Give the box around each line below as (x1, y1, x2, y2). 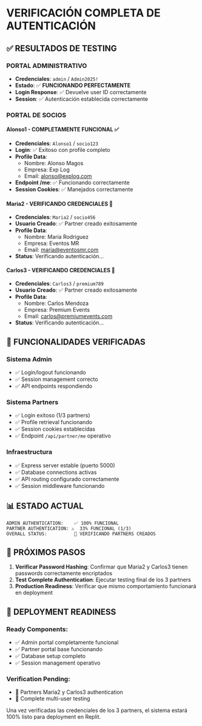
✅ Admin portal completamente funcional (15, 639, 119, 646)
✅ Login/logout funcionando (15, 369, 86, 376)
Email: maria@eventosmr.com (24, 246, 99, 253)
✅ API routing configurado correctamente (15, 475, 120, 482)
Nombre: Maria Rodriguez (24, 233, 89, 241)
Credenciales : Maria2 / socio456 (15, 213, 96, 221)
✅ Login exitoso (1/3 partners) (15, 412, 90, 419)
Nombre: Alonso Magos (24, 160, 84, 166)
